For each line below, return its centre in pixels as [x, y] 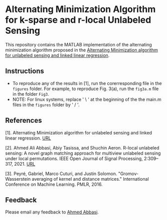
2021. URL [25, 164]
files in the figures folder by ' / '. [46, 105]
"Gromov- [128, 173]
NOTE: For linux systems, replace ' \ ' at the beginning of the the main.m [87, 99]
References [24, 121]
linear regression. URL [28, 138]
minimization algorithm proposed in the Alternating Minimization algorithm [81, 50]
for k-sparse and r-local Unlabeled [78, 20]
